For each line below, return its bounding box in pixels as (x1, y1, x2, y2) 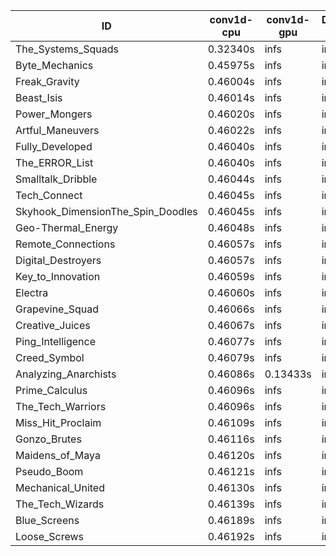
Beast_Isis (15, 91, 63, 104)
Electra (15, 286, 49, 299)
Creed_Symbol (15, 351, 85, 364)
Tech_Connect (15, 189, 83, 202)
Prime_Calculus (15, 384, 88, 397)
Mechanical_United (15, 481, 105, 494)
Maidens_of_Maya (15, 449, 101, 462)
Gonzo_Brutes (15, 432, 82, 446)
